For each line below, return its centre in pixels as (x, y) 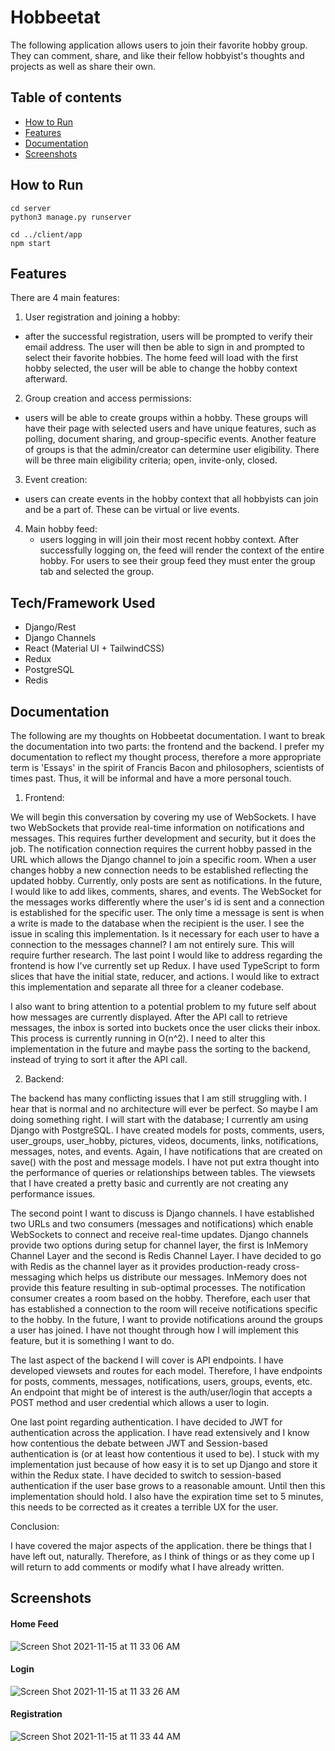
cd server (31, 208)
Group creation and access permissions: (108, 398)
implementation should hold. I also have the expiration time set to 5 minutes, (167, 1496)
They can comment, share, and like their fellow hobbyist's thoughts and (157, 55)
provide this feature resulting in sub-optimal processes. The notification (158, 1287)
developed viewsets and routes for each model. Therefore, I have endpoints (166, 1370)
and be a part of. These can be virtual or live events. (132, 510)
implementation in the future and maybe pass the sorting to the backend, (160, 1049)
